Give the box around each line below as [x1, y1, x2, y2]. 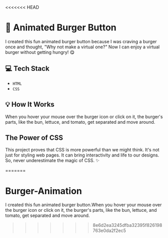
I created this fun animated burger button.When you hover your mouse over [5, 202, 162, 208]
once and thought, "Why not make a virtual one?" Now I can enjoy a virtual [5, 44, 160, 50]
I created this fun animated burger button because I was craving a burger [5, 38, 157, 44]
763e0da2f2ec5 [93, 227, 126, 233]
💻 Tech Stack [5, 64, 50, 73]
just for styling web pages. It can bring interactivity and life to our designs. [5, 152, 159, 158]
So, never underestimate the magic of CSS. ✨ [5, 157, 100, 164]
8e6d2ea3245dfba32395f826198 [93, 222, 162, 228]
